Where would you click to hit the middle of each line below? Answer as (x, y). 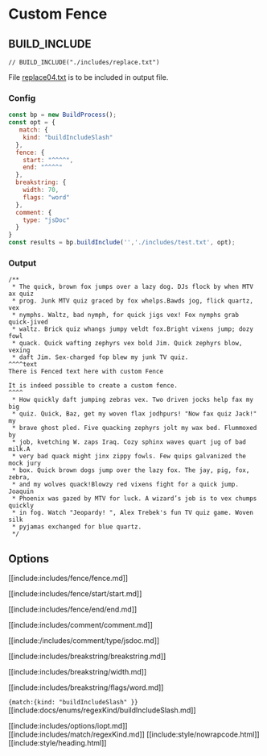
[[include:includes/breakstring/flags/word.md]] (86, 687)
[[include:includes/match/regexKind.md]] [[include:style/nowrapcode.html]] (134, 734)
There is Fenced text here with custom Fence (86, 372)
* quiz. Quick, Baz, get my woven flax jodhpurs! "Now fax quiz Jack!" (134, 414)
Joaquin (21, 492)
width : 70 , (41, 190)
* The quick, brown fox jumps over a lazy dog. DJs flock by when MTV (132, 287)
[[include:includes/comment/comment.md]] (80, 625)
